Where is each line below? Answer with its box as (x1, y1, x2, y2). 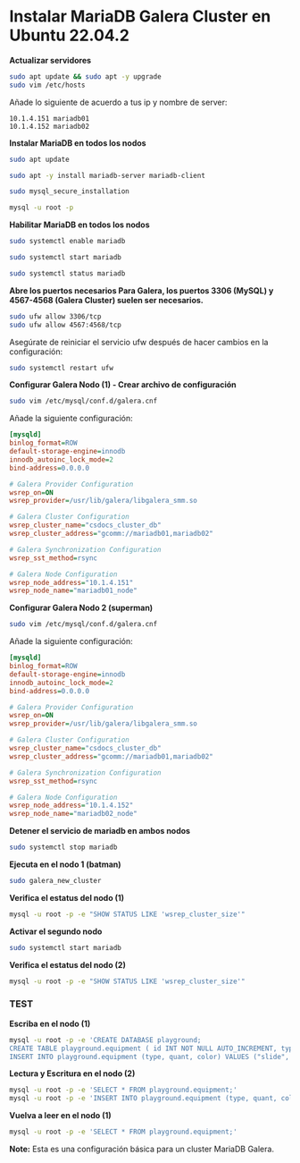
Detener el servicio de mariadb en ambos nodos (9, 826, 190, 836)
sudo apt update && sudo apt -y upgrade (9, 72, 162, 81)
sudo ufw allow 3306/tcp (9, 311, 102, 321)
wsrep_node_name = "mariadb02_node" (9, 810, 138, 819)
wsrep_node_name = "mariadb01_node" (9, 586, 138, 596)
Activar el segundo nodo (9, 926, 103, 937)
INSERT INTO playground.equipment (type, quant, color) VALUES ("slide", (9, 1052, 290, 1061)
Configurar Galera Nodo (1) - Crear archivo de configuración (9, 379, 237, 390)
